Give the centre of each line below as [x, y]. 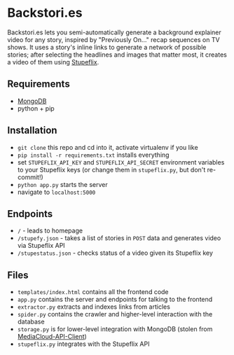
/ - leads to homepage [50, 231]
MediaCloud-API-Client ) [52, 337]
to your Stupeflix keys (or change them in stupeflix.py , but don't [111, 169]
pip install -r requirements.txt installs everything [93, 155]
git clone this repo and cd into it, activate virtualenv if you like [108, 147]
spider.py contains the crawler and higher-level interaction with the [115, 314]
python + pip [36, 108]
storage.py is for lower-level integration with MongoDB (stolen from [115, 329]
